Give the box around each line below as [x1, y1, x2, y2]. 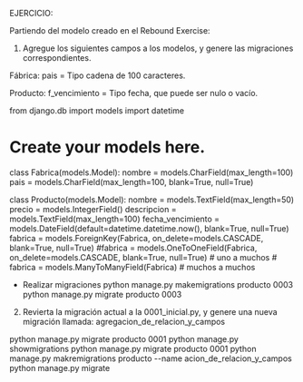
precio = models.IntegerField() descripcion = [9, 203, 177, 214]
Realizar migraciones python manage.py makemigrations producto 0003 [22, 279, 294, 289]
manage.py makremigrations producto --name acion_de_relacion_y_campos [9, 353, 292, 364]
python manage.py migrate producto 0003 [22, 289, 182, 299]
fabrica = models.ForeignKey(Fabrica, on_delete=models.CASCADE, [9, 232, 264, 243]
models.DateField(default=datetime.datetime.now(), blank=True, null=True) [9, 222, 289, 234]
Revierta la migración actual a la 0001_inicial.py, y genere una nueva [22, 306, 279, 317]
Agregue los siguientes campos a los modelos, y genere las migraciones [22, 43, 294, 54]
